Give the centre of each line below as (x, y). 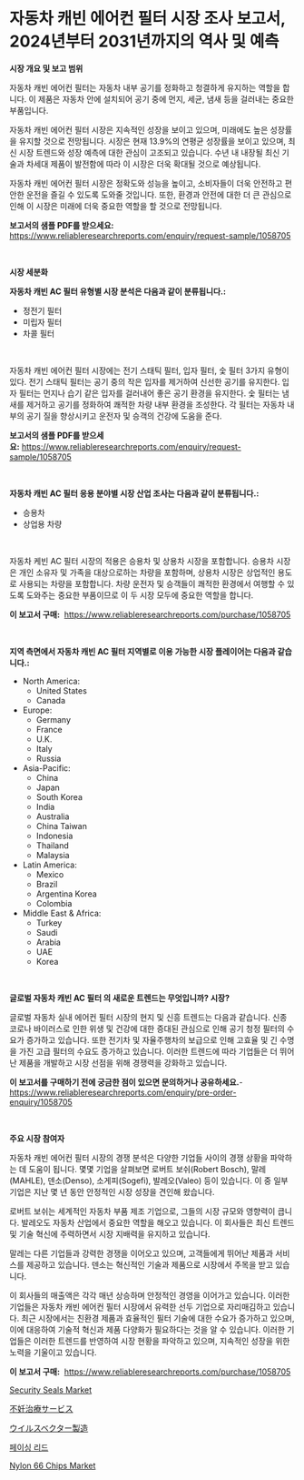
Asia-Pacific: (46, 768)
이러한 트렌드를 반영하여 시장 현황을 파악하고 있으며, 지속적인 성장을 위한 (162, 1341)
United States (62, 690)
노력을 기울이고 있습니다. (53, 1352)
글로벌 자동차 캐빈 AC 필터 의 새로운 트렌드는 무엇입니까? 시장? (119, 998)
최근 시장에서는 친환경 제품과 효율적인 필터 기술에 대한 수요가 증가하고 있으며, (158, 1318)
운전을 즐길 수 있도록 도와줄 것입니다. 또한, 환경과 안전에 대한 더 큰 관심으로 (159, 194)
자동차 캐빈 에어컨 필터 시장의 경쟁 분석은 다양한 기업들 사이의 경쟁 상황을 (139, 1158)
